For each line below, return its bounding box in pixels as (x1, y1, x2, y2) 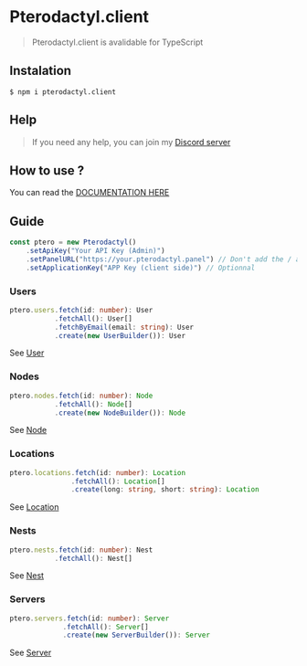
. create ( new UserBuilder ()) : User (54, 331, 185, 340)
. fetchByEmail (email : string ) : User (54, 322, 195, 332)
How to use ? (9, 163, 85, 178)
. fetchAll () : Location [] (70, 477, 166, 486)
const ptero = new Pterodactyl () (9, 238, 137, 248)
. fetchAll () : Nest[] (54, 554, 132, 563)
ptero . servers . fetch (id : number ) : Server (9, 614, 170, 623)
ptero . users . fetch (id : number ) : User (9, 305, 153, 314)
